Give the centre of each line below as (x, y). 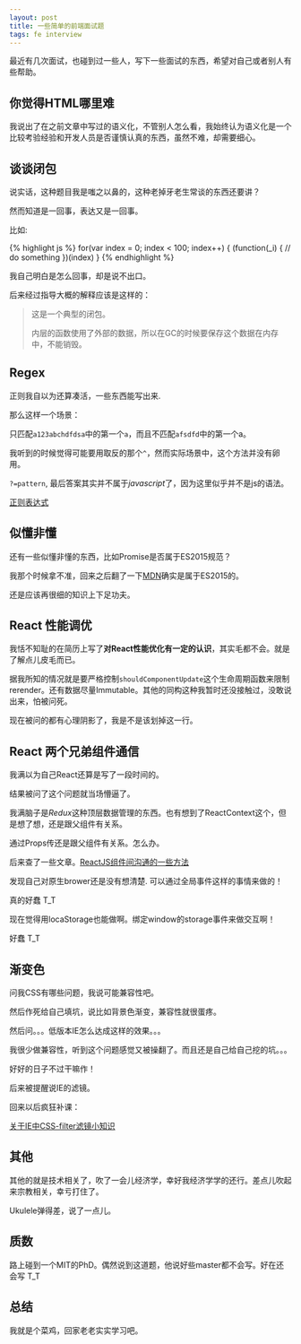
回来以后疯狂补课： (45, 1107)
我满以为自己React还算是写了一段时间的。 (86, 775)
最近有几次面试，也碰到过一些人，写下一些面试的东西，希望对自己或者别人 (146, 61)
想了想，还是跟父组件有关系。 (72, 824)
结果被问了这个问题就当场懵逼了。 (72, 793)
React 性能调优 (51, 625)
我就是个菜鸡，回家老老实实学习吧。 (76, 1330)
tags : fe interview (46, 34)
